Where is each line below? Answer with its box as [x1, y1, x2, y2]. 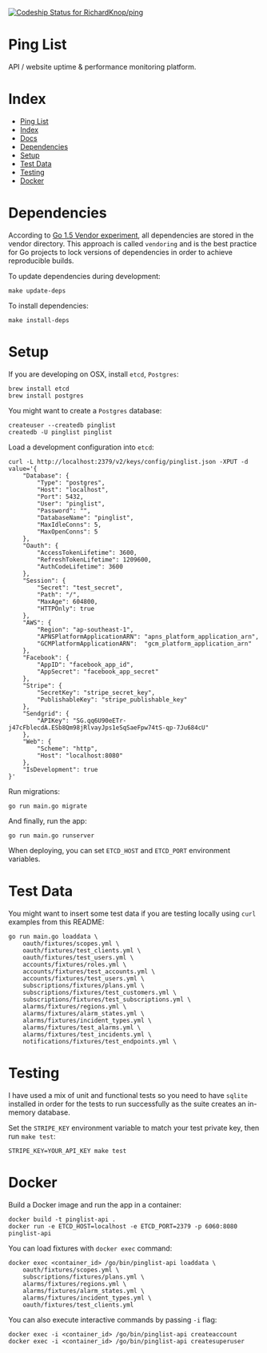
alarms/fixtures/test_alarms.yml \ [22, 1024, 141, 1032]
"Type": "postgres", [37, 478, 106, 487]
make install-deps [8, 316, 70, 324]
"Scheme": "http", [37, 744, 98, 752]
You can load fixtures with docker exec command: [8, 1243, 173, 1253]
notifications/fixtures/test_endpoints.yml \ [22, 1037, 177, 1045]
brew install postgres [8, 392, 84, 400]
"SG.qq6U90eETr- [72, 716, 127, 724]
